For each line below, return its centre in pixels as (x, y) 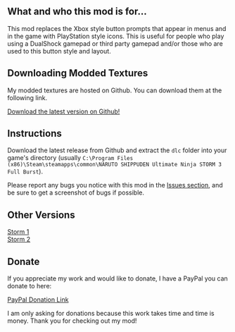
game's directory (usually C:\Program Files (70, 158)
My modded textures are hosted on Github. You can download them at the (115, 90)
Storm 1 (18, 232)
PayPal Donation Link (38, 300)
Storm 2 (19, 240)
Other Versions (41, 215)
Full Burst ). (25, 171)
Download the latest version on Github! (64, 111)
